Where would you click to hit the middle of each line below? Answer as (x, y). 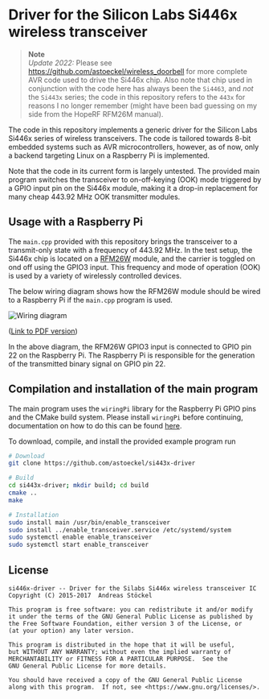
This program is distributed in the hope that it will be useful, (122, 645)
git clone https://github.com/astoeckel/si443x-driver (102, 463)
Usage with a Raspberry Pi (75, 222)
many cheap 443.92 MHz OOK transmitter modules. (94, 196)
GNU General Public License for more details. (88, 666)
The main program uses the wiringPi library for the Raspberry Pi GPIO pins (132, 408)
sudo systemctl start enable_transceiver (79, 545)
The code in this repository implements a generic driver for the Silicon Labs (133, 130)
